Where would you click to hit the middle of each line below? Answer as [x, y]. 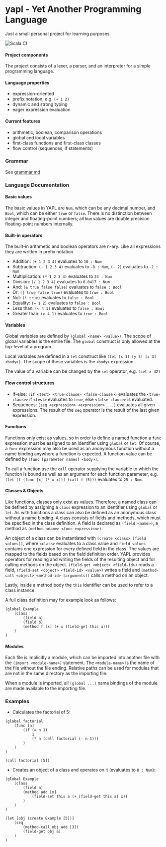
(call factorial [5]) [28, 761]
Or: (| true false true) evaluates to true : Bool [63, 292]
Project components [27, 55]
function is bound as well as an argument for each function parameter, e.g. [82, 474]
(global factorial [24, 721]
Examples [17, 702]
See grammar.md [23, 172]
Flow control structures [30, 383]
